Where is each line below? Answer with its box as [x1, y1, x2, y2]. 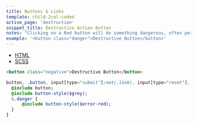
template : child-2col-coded [6, 14, 75, 20]
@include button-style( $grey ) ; [11, 90, 88, 96]
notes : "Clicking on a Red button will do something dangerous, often [6, 30, 182, 36]
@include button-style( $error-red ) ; [21, 101, 111, 107]
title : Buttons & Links [6, 8, 64, 15]
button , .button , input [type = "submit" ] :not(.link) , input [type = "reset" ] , [6, 79, 191, 85]
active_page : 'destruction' [6, 19, 75, 25]
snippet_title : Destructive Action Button [6, 24, 111, 31]
